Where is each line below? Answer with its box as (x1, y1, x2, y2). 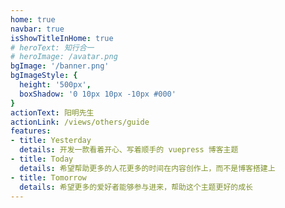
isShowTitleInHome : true (10, 33, 114, 43)
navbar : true (10, 24, 65, 34)
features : (10, 126, 52, 136)
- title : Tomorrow (10, 172, 87, 183)
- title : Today (10, 154, 74, 164)
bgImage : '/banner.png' (10, 61, 110, 71)
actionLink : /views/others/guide (10, 117, 150, 127)
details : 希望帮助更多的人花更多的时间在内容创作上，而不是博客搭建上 (19, 163, 276, 173)
